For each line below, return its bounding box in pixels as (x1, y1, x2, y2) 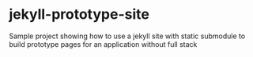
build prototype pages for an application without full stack (9, 39, 198, 48)
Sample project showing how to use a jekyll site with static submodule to (9, 31, 246, 41)
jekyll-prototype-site (9, 5, 149, 23)
